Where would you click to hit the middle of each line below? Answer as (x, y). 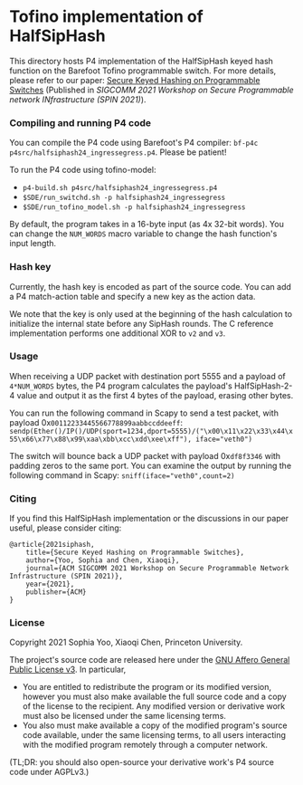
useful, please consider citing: (66, 528)
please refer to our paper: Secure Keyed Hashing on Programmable (135, 80)
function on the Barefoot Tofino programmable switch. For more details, (143, 71)
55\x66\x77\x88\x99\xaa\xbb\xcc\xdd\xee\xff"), (101, 439)
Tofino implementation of (106, 17)
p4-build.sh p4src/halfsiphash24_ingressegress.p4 (120, 188)
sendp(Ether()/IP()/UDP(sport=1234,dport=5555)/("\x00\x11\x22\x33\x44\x (151, 431)
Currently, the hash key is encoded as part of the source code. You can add (151, 286)
